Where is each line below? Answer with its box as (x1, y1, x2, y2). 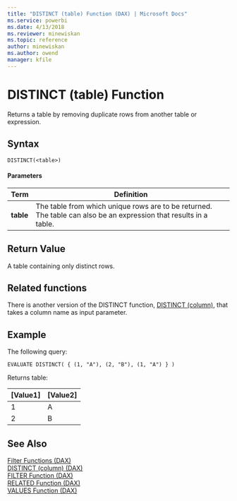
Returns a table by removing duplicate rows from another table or (7, 110, 197, 119)
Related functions (7, 282, 87, 294)
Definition (114, 189, 148, 199)
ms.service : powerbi (7, 17, 68, 24)
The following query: (7, 347, 68, 356)
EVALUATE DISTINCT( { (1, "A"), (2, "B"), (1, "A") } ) (7, 361, 175, 368)
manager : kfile (7, 56, 52, 64)
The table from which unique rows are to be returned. (35, 201, 213, 211)
